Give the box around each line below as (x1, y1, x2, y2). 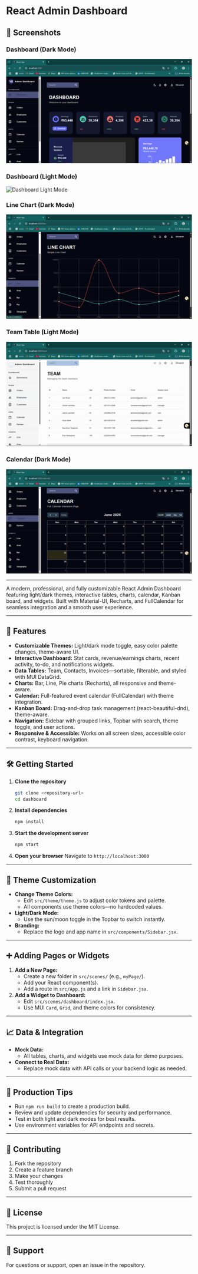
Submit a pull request (14, 1185, 67, 1192)
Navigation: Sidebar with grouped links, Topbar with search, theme (14, 717, 179, 724)
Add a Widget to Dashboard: (14, 991, 86, 998)
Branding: (14, 922, 40, 929)
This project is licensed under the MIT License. (6, 1223, 120, 1230)
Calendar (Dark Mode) (6, 456, 71, 464)
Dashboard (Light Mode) (6, 173, 78, 181)
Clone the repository (14, 778, 67, 785)
